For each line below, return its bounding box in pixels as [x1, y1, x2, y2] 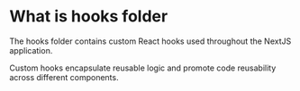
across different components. [9, 71, 119, 82]
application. [9, 45, 53, 55]
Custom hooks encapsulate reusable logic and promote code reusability [9, 62, 277, 73]
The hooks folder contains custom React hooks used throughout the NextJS [9, 36, 292, 46]
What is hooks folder [9, 6, 168, 27]
